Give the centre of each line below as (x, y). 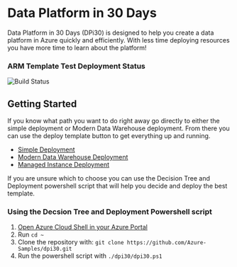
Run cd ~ (31, 234)
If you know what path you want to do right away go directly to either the (114, 121)
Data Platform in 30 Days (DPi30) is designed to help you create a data (111, 33)
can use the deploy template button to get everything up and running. (109, 136)
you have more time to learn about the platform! (77, 47)
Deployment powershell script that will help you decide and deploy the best (117, 186)
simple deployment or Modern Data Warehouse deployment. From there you (118, 128)
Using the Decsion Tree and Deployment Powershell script (110, 212)
